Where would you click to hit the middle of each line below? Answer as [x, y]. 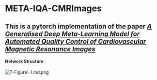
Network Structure [24, 62]
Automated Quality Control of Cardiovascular [76, 41]
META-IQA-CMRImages [53, 8]
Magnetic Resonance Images [50, 49]
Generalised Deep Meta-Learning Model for [72, 34]
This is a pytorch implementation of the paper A [78, 26]
